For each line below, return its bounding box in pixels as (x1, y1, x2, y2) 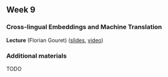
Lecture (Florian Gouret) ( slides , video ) (6, 36, 104, 44)
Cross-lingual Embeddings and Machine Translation (6, 23, 162, 31)
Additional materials (6, 51, 67, 60)
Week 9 (6, 5, 36, 15)
